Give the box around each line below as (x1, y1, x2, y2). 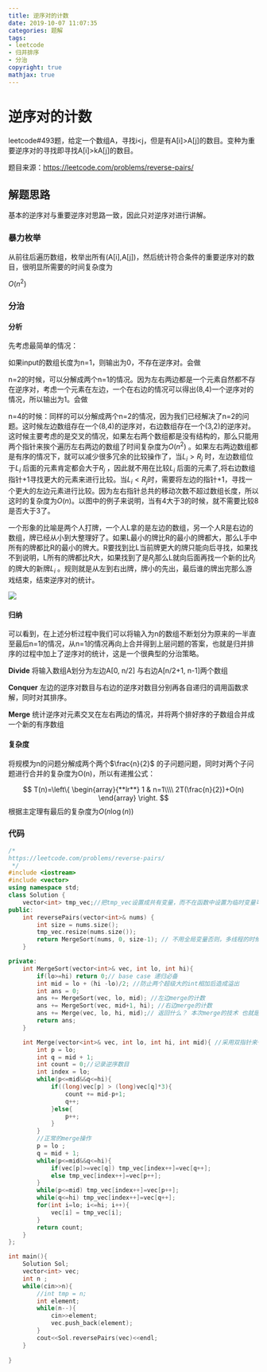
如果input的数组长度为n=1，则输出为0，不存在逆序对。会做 (8, 358, 201, 367)
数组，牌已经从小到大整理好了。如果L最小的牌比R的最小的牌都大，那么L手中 (8, 533, 257, 542)
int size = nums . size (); (37, 921, 119, 928)
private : (8, 957, 37, 966)
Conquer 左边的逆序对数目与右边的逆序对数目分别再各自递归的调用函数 (8, 682, 242, 693)
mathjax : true (8, 71, 56, 79)
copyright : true (8, 64, 62, 72)
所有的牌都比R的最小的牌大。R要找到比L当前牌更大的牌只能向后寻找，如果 (8, 542, 251, 552)
